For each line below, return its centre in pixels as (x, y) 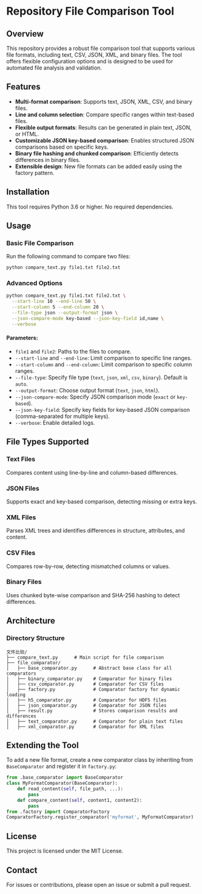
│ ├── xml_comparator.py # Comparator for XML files (85, 726)
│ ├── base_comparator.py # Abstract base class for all (89, 668)
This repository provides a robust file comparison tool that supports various (101, 48)
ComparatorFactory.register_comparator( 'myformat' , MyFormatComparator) (100, 817)
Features (23, 87)
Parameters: (22, 338)
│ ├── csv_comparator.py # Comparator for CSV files (85, 684)
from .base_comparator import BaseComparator (65, 778)
